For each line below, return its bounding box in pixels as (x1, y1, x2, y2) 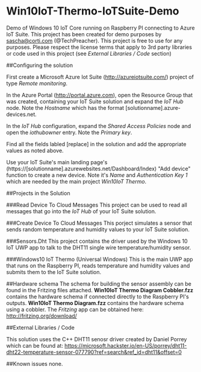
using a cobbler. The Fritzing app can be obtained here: (6, 306, 144, 313)
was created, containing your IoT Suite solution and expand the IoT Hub (6, 98, 184, 105)
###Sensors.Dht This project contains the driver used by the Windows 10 (6, 237, 188, 245)
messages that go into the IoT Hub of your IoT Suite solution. (6, 207, 156, 215)
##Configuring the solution (6, 62, 73, 69)
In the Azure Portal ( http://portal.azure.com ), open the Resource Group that (6, 91, 193, 98)
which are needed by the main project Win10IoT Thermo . (6, 178, 147, 185)
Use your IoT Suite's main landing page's (6, 158, 108, 165)
